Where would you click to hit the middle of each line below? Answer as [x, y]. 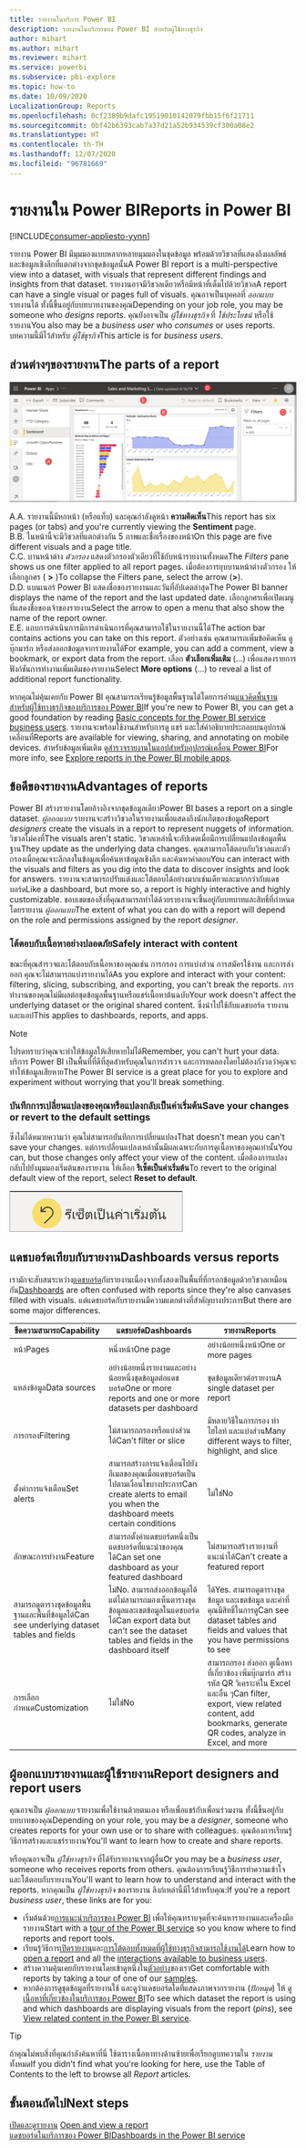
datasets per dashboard [153, 1407]
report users [46, 1789]
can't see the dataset [148, 1630]
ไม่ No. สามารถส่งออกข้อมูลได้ [153, 1589]
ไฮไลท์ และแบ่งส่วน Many [247, 1431]
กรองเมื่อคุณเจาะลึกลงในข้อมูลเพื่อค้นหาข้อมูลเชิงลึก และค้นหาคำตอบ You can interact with [149, 859]
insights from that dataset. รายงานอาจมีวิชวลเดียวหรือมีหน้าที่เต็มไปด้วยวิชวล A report [148, 284]
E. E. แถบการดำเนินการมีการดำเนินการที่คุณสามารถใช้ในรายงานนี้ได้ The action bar [138, 627]
